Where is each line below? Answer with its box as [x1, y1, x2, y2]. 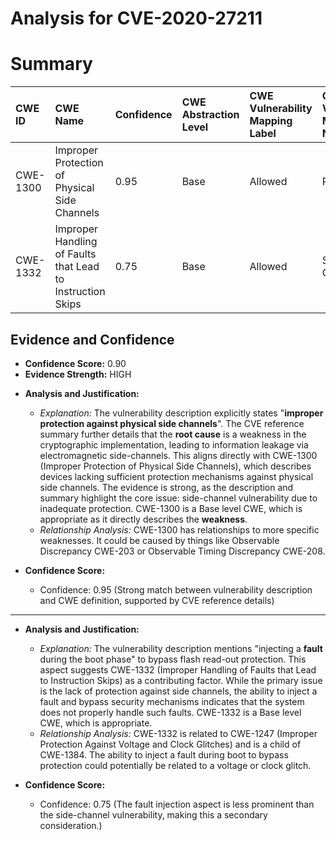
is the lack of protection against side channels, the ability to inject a [39, 685, 318, 697]
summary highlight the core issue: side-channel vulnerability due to [39, 492, 318, 504]
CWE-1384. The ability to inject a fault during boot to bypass [39, 748, 289, 761]
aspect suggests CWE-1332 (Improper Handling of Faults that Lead [39, 663, 317, 676]
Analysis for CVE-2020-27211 [10, 7, 263, 30]
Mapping [249, 114, 293, 128]
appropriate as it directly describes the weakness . [39, 513, 248, 525]
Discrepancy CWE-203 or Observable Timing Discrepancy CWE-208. [39, 545, 326, 557]
